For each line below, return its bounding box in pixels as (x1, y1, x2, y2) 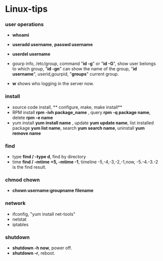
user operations (5, 21, 44, 28)
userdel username (12, 51, 51, 57)
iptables (12, 221, 28, 227)
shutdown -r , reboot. (12, 250, 55, 256)
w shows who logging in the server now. (12, 81, 94, 87)
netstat (12, 216, 27, 222)
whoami (12, 32, 29, 38)
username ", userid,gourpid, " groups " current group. (12, 71, 119, 77)
